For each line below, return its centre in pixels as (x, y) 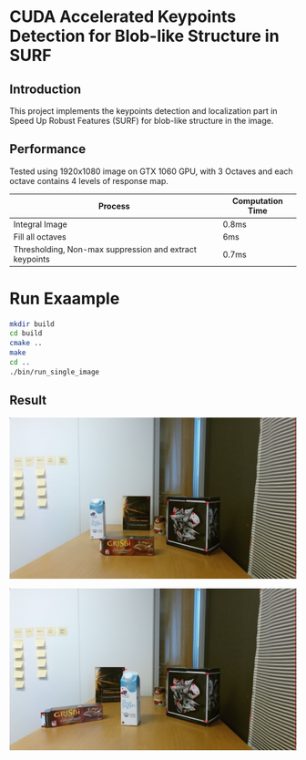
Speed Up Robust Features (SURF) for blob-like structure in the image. (142, 121)
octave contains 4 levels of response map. (89, 180)
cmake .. (26, 344)
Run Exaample (65, 298)
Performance (48, 149)
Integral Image (41, 224)
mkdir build (32, 324)
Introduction (46, 89)
